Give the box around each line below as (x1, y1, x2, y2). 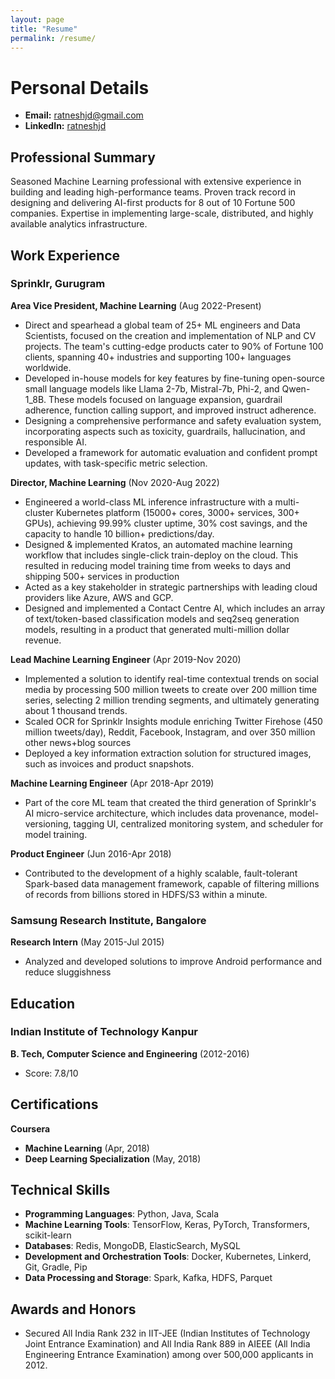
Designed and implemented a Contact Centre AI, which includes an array (24, 602, 326, 614)
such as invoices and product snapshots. (24, 757, 195, 770)
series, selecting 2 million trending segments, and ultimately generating (24, 694, 320, 706)
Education (10, 995, 76, 1012)
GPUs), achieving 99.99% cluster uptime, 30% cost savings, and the (24, 517, 308, 529)
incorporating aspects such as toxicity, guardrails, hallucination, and (24, 425, 306, 437)
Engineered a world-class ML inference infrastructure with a (24, 496, 273, 508)
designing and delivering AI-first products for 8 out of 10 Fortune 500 (10, 197, 296, 209)
